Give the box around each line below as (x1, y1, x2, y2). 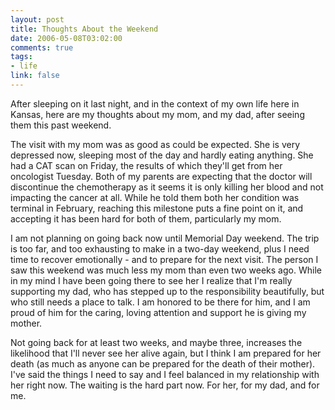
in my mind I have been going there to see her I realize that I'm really (10, 274, 293, 286)
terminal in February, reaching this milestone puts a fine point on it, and (10, 202, 304, 214)
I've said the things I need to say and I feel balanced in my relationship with (10, 368, 320, 380)
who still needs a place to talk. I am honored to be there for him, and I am (10, 296, 311, 308)
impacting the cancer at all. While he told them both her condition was (10, 191, 300, 203)
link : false (10, 71, 60, 81)
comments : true (10, 42, 74, 53)
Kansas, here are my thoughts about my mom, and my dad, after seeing (10, 108, 305, 120)
